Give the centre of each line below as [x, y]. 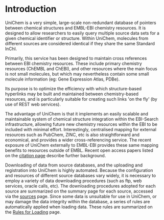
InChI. [11, 49]
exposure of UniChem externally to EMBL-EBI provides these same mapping [82, 145]
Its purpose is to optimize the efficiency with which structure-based [73, 88]
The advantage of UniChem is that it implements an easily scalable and [77, 113]
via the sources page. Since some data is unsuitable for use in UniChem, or [81, 196]
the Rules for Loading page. [33, 212]
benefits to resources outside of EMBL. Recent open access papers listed [79, 150]
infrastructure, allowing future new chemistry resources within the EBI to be [81, 124]
